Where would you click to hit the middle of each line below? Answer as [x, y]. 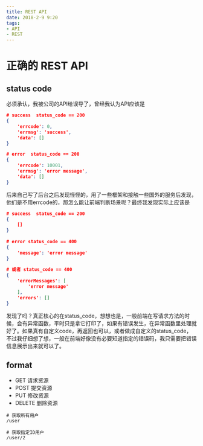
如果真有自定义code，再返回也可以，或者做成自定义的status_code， [107, 331]
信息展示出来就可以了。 [35, 346]
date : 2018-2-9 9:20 [32, 18]
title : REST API [27, 12]
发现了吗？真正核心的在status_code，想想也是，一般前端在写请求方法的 [95, 316]
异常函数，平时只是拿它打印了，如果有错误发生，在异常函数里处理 [109, 323]
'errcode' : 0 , [35, 126]
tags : [13, 23]
